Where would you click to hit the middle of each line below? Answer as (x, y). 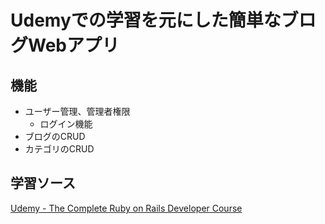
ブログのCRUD (55, 136)
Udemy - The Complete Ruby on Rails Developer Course (126, 208)
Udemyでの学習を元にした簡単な (146, 20)
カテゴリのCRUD (59, 149)
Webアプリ (74, 45)
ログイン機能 (66, 124)
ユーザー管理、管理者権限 (77, 111)
